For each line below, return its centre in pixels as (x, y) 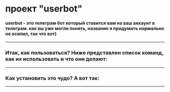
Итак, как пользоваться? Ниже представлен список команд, (84, 53)
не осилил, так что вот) (31, 34)
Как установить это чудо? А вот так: (52, 78)
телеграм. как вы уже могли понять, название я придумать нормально (85, 28)
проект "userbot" (44, 9)
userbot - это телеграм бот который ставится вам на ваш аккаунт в (80, 23)
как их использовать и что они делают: (56, 59)
